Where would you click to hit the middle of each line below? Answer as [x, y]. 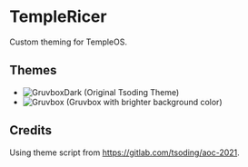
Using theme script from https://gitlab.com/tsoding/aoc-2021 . [125, 152]
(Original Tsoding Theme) [132, 92]
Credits [31, 130]
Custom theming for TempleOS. [68, 42]
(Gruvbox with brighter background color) [144, 102]
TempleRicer [58, 17]
